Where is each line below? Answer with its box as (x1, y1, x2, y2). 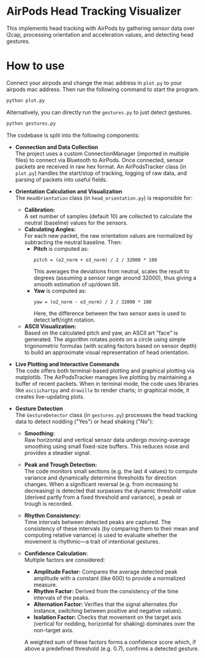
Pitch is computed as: (33, 245, 89, 252)
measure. (33, 581, 58, 588)
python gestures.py (6, 120, 56, 127)
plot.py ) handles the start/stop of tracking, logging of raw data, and (15, 169, 187, 177)
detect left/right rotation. (33, 316, 95, 323)
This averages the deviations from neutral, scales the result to (33, 267, 190, 275)
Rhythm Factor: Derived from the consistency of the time (33, 587, 179, 594)
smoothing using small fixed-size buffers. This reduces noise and (24, 442, 190, 450)
